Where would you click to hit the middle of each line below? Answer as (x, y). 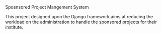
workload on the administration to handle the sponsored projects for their (81, 22)
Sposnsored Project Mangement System (47, 7)
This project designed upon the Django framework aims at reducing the (79, 17)
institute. (14, 27)
